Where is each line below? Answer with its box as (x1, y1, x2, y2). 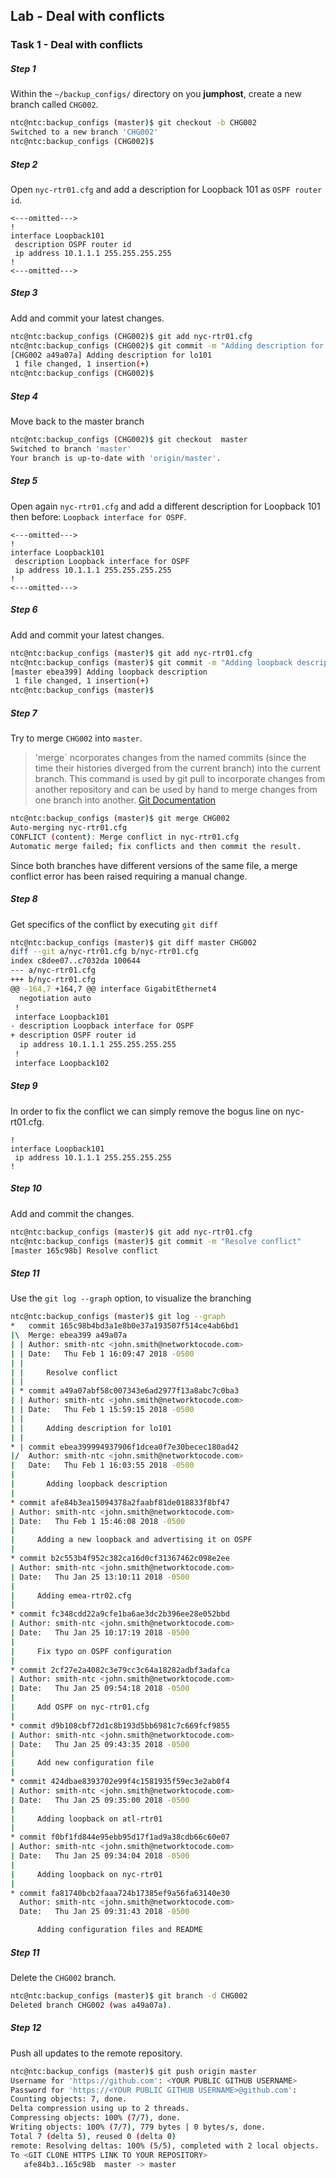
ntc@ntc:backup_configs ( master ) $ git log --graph (10, 1312, 226, 1322)
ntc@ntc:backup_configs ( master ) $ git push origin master (10, 2066, 257, 2076)
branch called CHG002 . (10, 99, 99, 111)
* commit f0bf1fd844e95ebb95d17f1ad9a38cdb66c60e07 (10, 1832, 230, 1843)
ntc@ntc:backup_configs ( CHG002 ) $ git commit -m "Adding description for (10, 340, 325, 351)
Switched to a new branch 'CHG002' (10, 127, 159, 138)
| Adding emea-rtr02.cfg (10, 1590, 132, 1601)
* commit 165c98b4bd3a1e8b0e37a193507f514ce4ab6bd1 (10, 1321, 240, 1331)
